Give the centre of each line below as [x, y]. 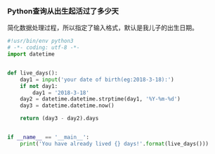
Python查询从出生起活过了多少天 [63, 11]
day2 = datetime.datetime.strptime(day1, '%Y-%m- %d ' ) [100, 99]
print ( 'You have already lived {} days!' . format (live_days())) [115, 143]
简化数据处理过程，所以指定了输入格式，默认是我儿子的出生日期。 [103, 28]
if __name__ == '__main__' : [48, 137]
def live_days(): [33, 73]
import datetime [31, 54]
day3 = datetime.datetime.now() [67, 106]
